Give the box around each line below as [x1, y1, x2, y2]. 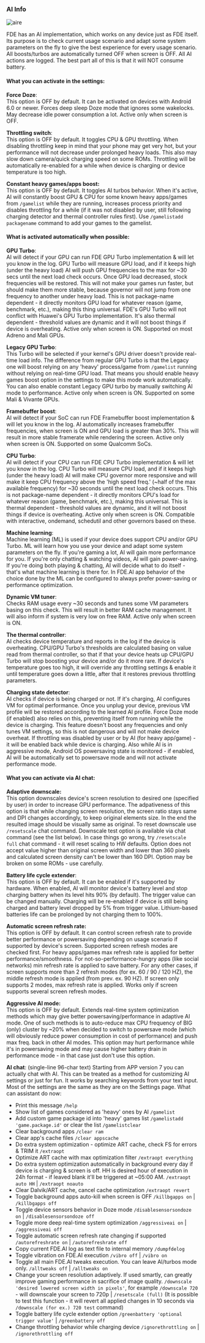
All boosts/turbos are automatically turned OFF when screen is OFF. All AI [6, 50, 192, 58]
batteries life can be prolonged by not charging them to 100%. [6, 910, 163, 918]
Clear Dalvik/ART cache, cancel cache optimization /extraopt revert [15, 1186, 190, 1193]
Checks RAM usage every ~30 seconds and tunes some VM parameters [6, 599, 188, 607]
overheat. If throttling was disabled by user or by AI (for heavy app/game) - [6, 734, 196, 741]
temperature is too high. [6, 168, 67, 175]
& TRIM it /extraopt [15, 1147, 65, 1155]
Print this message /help [15, 1101, 78, 1109]
